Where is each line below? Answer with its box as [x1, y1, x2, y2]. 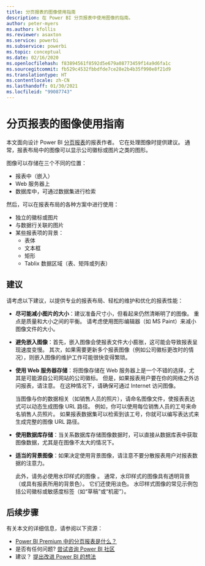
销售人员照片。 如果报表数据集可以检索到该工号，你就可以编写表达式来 [20, 410, 199, 418]
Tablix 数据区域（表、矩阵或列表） [24, 259, 111, 267]
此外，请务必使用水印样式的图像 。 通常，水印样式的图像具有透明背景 [15, 472, 190, 480]
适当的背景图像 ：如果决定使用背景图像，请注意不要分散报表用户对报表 [15, 451, 193, 459]
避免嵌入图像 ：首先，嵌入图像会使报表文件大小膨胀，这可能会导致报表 [15, 338, 193, 345]
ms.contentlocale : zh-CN [6, 77, 70, 83]
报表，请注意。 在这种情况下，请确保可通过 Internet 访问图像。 [20, 381, 179, 389]
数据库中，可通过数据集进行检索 [15, 188, 96, 195]
